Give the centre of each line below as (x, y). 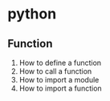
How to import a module (59, 80)
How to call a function (55, 71)
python (32, 14)
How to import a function (60, 88)
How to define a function (60, 63)
